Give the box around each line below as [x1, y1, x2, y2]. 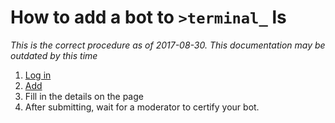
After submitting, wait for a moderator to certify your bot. [24, 101, 260, 113]
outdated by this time [10, 49, 98, 61]
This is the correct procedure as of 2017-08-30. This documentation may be [10, 39, 326, 51]
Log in [24, 69, 52, 81]
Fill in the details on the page [24, 90, 144, 102]
